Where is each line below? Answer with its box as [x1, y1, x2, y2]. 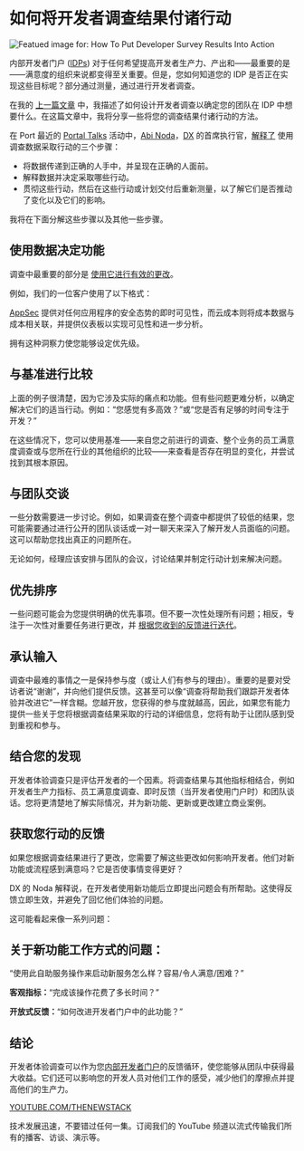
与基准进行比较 [9, 367, 93, 382]
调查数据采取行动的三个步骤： [9, 141, 120, 152]
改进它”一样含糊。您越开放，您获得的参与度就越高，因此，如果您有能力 [24, 697, 291, 707]
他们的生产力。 [16, 1084, 73, 1095]
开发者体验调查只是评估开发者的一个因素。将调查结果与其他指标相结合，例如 [9, 774, 295, 785]
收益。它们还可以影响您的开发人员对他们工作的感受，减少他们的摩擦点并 [16, 1072, 287, 1083]
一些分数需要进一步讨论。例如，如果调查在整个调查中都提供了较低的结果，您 [9, 512, 295, 523]
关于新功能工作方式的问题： [9, 943, 165, 958]
